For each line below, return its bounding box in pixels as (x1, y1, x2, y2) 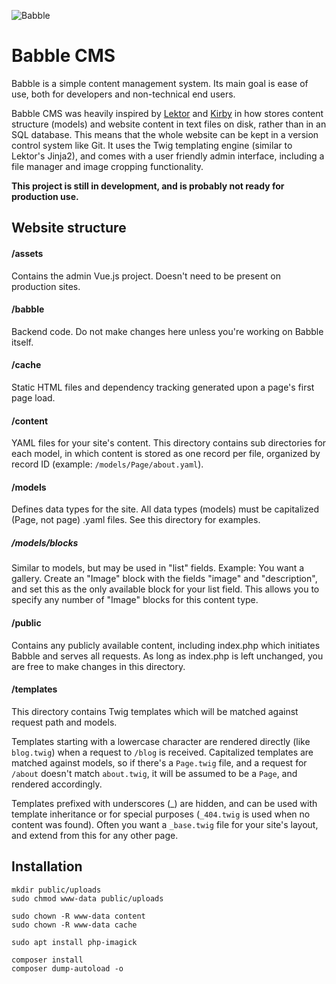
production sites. (11, 280, 81, 292)
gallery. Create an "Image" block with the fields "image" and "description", (11, 573, 318, 585)
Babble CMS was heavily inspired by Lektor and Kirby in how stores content (11, 107, 324, 119)
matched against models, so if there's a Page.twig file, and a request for (11, 756, 308, 769)
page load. (11, 391, 56, 404)
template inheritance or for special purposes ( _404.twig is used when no (11, 808, 311, 820)
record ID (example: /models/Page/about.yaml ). (11, 458, 204, 470)
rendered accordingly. (11, 778, 103, 790)
